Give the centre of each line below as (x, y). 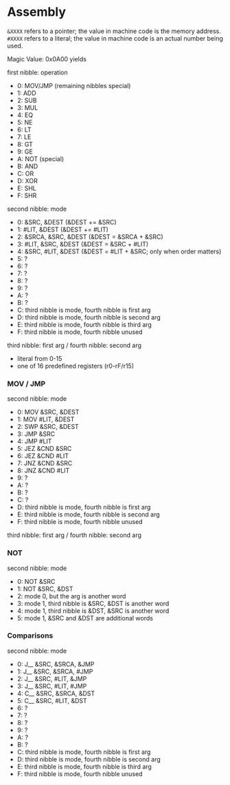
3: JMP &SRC (36, 434)
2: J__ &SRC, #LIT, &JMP (52, 678)
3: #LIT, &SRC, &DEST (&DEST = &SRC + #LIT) (83, 244)
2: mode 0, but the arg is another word (71, 596)
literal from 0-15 (39, 358)
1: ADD (26, 93)
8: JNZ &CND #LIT (43, 471)
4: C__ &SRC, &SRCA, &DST (56, 693)
